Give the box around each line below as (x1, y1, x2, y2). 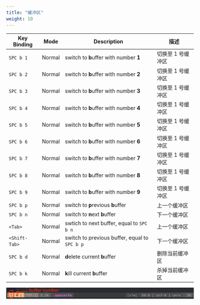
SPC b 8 (8, 172, 28, 178)
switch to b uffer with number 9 (64, 188, 141, 196)
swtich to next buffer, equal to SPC (64, 220, 148, 227)
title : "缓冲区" (6, 10, 44, 15)
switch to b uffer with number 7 (64, 155, 141, 162)
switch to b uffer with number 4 (64, 104, 141, 111)
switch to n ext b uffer (64, 211, 116, 218)
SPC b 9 (8, 189, 28, 196)
